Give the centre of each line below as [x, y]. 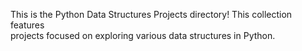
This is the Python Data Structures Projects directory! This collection [151, 14]
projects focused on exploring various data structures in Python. [143, 35]
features [27, 25]
